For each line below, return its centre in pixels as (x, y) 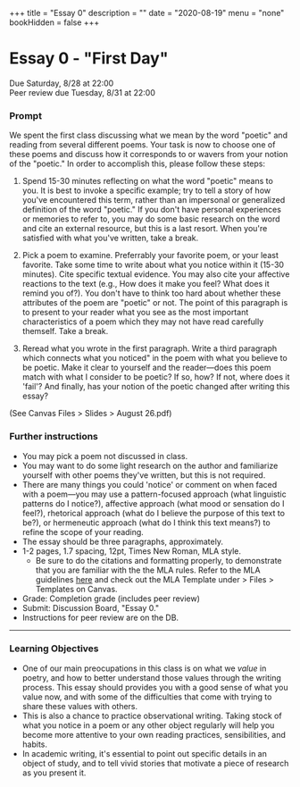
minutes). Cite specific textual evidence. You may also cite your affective (156, 274)
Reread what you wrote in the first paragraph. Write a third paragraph (150, 348)
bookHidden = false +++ (54, 22)
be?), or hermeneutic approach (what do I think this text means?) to (146, 523)
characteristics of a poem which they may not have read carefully (143, 322)
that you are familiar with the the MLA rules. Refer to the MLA (148, 570)
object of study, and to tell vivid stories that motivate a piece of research (155, 763)
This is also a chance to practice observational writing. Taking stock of (152, 716)
